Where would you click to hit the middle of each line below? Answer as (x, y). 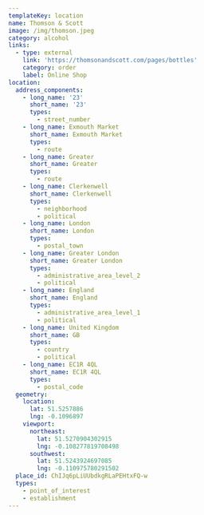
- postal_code (60, 387)
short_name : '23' (58, 105)
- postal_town (60, 246)
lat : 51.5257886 (56, 409)
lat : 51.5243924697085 (75, 461)
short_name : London (61, 231)
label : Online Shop (55, 75)
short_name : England (63, 298)
